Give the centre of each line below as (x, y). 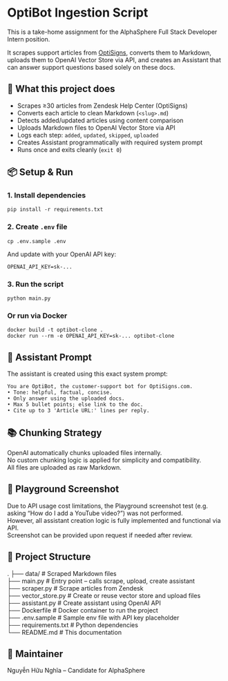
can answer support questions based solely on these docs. (91, 67)
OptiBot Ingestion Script (78, 13)
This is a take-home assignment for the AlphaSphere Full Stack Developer (112, 32)
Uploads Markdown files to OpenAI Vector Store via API (96, 127)
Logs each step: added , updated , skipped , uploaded (88, 135)
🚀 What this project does (61, 89)
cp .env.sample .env (37, 241)
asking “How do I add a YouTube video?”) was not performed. (95, 513)
